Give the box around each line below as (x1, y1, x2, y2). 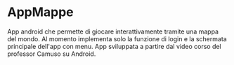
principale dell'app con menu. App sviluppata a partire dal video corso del (7, 42, 221, 50)
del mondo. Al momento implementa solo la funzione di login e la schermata (7, 34, 227, 43)
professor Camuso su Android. (7, 50, 96, 58)
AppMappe (7, 4, 74, 20)
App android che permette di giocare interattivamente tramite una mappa (7, 27, 219, 36)
